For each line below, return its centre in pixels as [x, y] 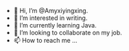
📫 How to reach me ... [45, 40]
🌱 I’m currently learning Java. [55, 25]
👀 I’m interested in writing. [50, 18]
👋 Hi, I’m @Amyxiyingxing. [51, 11]
